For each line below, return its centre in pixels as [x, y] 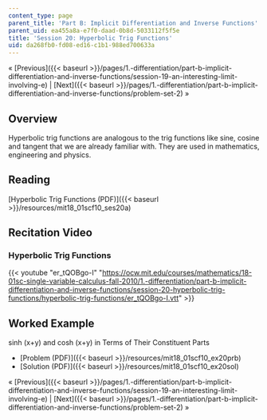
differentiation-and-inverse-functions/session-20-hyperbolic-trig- [117, 290]
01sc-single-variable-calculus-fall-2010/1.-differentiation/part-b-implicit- [128, 281]
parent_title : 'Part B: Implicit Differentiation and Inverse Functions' [133, 23]
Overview [33, 119]
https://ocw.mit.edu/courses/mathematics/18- [177, 273]
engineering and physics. [50, 155]
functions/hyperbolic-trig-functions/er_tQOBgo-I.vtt [94, 298]
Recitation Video [51, 233]
